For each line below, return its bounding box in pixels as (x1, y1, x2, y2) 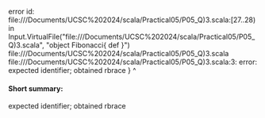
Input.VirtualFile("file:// (8, 32, 83, 41)
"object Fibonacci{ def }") (46, 40, 131, 50)
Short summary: (8, 83, 63, 93)
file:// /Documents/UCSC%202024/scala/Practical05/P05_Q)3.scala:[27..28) (8, 15, 256, 25)
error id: (8, 7, 35, 16)
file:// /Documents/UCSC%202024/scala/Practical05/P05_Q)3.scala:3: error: (8, 57, 258, 67)
